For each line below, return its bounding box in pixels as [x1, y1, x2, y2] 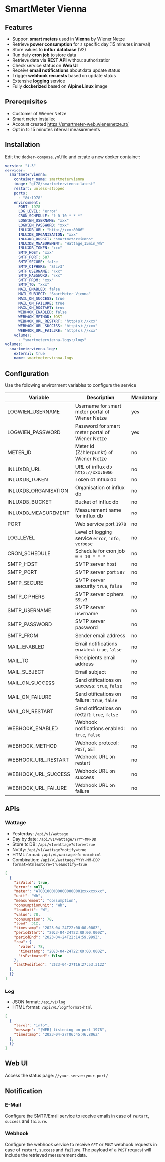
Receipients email [75, 654, 116, 661]
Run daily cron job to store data [12, 52, 76, 58]
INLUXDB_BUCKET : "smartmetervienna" [18, 237, 93, 241]
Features [5, 23, 33, 32]
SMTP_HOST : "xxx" [18, 250, 54, 255]
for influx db [75, 513, 103, 519]
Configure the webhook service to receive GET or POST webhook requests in [5, 1141, 157, 1147]
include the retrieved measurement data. [5, 1152, 87, 1158]
